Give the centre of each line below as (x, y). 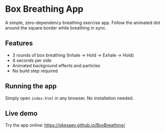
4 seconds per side (32, 60)
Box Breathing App (44, 9)
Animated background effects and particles (56, 65)
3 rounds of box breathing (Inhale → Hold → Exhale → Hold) (73, 55)
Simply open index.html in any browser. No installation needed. (69, 98)
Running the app (31, 86)
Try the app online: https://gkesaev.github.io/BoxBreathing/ (65, 125)
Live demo (21, 113)
